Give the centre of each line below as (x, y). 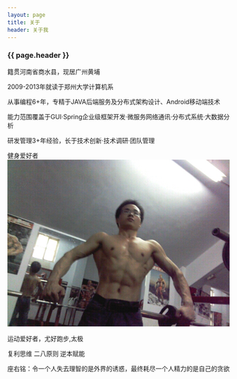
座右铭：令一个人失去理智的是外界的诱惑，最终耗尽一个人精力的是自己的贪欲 (119, 368)
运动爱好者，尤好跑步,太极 (45, 338)
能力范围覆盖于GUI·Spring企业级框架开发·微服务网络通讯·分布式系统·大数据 (115, 116)
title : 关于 (24, 22)
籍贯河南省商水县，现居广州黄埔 (54, 71)
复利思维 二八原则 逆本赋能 (46, 354)
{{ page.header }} (38, 55)
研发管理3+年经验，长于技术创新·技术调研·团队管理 (81, 140)
